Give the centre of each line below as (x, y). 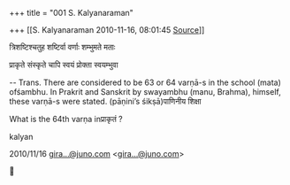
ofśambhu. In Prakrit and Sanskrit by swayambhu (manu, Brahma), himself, (145, 92)
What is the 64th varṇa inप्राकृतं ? (66, 119)
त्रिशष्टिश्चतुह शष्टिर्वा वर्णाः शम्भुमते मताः (62, 47)
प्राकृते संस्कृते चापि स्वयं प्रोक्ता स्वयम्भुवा (64, 65)
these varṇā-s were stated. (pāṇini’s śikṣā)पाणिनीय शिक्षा (105, 101)
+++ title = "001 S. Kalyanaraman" (72, 13)
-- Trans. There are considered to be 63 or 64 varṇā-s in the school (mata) (145, 82)
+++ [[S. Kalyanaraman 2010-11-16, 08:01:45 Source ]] (107, 30)
